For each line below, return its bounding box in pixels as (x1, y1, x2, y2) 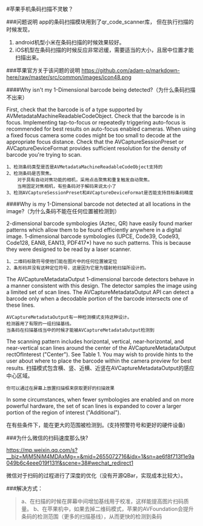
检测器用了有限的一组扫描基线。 (6, 321, 75, 327)
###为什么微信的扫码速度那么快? (6, 434, 88, 442)
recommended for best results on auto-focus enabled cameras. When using (6, 125, 196, 132)
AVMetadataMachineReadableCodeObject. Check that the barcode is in (6, 112, 185, 120)
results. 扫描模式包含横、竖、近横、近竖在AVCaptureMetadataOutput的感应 (6, 364, 195, 372)
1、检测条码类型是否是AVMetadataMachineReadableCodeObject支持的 (6, 164, 163, 170)
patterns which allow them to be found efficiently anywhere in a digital (6, 227, 182, 233)
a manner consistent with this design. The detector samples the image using (6, 282, 197, 289)
